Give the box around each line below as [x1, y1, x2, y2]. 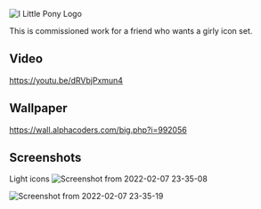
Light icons [9, 173, 51, 184]
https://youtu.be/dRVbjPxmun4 [9, 75, 123, 85]
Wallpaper [9, 100, 69, 116]
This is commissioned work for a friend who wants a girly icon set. [9, 26, 253, 36]
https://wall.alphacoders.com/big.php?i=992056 [9, 125, 187, 135]
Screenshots [9, 150, 82, 165]
